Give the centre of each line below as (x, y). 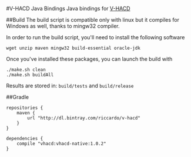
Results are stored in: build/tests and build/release (70, 86)
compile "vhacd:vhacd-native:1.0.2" (62, 144)
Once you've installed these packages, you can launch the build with (89, 59)
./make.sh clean (26, 70)
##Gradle (18, 97)
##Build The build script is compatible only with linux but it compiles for (93, 20)
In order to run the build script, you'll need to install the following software (95, 37)
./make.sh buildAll (30, 75)
